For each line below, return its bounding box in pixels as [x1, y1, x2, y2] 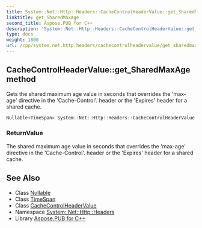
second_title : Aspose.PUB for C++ [6, 20, 93, 26]
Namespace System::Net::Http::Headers [14, 208, 115, 215]
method [6, 74, 36, 84]
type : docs [6, 31, 34, 37]
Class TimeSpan [14, 195, 56, 203]
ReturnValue [6, 129, 43, 138]
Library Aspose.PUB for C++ [14, 215, 86, 222]
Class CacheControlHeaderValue [14, 201, 97, 209]
